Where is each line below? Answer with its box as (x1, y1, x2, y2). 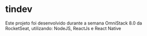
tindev (5, 3, 33, 15)
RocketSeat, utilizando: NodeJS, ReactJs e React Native (5, 25, 122, 31)
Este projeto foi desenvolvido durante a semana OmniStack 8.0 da (5, 20, 142, 26)
